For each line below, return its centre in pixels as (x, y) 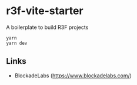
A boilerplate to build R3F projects (47, 27)
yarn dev (17, 43)
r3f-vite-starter (45, 11)
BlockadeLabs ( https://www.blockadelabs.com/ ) (73, 76)
